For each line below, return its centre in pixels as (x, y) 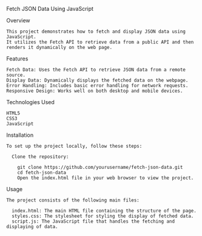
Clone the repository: (40, 157)
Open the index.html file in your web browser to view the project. (106, 178)
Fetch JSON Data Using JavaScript (50, 9)
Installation (20, 135)
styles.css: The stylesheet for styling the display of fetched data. (103, 216)
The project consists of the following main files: (73, 200)
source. (16, 75)
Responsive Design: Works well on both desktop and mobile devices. (95, 91)
